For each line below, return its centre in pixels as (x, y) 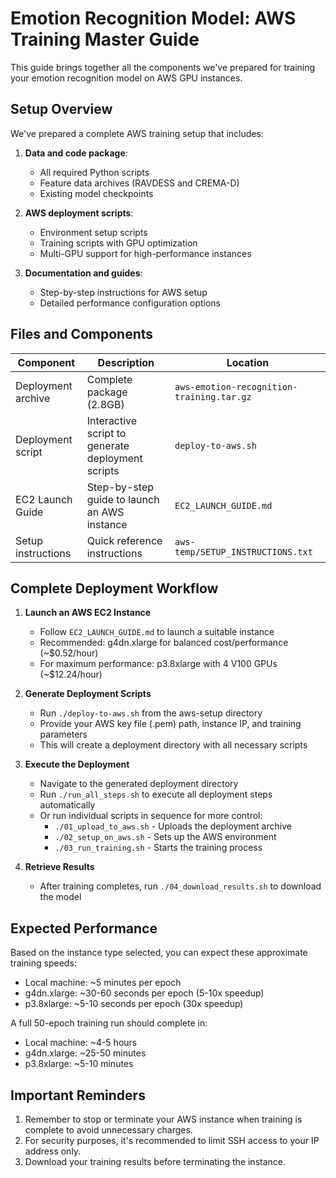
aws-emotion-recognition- (236, 386)
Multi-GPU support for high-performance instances (145, 253)
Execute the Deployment (77, 764)
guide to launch (123, 499)
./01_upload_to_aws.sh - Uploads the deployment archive (173, 826)
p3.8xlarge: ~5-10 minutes (79, 1064)
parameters (63, 734)
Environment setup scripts (93, 232)
